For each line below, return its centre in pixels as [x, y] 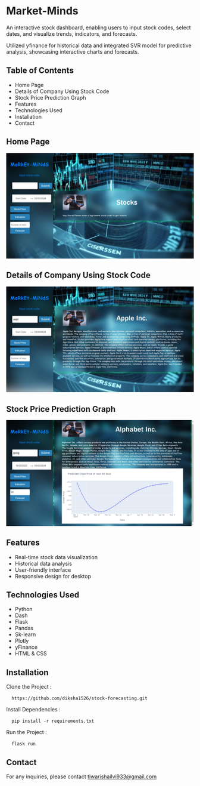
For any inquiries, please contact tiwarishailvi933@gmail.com [81, 776]
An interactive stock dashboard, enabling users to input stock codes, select [99, 27]
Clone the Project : [29, 687]
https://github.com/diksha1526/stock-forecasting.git [79, 699]
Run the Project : [26, 732]
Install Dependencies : [33, 710]
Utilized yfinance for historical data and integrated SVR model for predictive [99, 45]
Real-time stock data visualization [56, 557]
